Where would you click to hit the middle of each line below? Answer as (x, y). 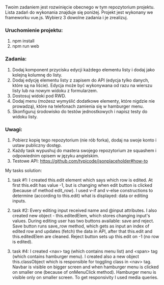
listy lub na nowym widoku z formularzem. (55, 90)
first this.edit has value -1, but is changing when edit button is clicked (82, 185)
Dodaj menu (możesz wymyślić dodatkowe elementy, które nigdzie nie (83, 101)
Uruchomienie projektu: (34, 30)
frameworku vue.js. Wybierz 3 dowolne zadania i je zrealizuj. (67, 17)
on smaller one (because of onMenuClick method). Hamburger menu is (84, 272)
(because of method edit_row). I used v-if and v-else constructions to (82, 190)
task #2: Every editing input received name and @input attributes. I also (84, 210)
